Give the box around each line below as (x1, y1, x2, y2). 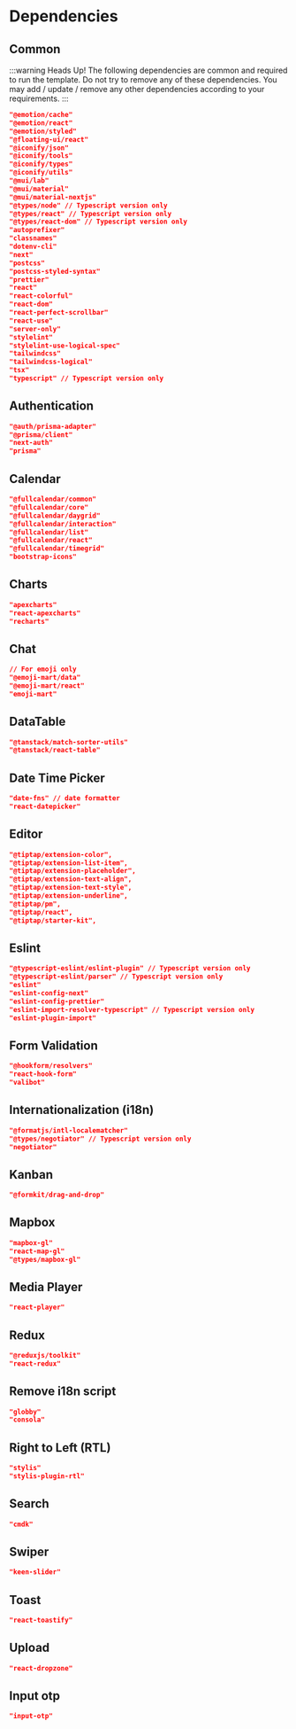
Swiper (9, 1544, 49, 1559)
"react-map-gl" (9, 1247, 65, 1256)
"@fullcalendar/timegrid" (9, 544, 104, 553)
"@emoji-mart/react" (9, 681, 86, 690)
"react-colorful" (9, 292, 73, 300)
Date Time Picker (9, 770, 106, 785)
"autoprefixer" (9, 226, 65, 235)
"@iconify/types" (9, 160, 73, 169)
